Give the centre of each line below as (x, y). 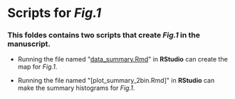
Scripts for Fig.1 (54, 13)
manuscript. (29, 44)
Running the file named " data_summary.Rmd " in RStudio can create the (122, 59)
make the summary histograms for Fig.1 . (76, 88)
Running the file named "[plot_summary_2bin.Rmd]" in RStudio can (116, 81)
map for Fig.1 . (37, 67)
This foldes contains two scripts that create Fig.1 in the (104, 35)
